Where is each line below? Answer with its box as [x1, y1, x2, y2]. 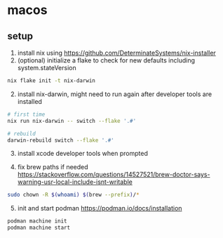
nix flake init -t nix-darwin [7, 77, 96, 84]
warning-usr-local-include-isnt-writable [17, 178, 133, 186]
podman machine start [7, 224, 71, 232]
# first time [7, 111, 46, 118]
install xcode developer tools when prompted [17, 150, 149, 158]
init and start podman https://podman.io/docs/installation [17, 204, 182, 213]
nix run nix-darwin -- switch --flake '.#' [7, 117, 137, 124]
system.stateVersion [17, 64, 76, 72]
